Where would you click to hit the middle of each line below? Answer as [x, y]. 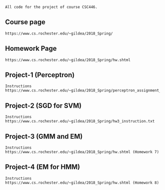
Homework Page [31, 48]
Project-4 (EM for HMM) [42, 167]
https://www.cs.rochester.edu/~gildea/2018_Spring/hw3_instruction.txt [80, 121]
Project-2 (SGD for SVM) [43, 106]
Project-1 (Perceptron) [40, 75]
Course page [25, 22]
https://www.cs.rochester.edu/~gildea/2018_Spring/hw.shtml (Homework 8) [82, 183]
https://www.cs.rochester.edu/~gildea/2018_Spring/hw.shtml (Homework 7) [82, 152]
